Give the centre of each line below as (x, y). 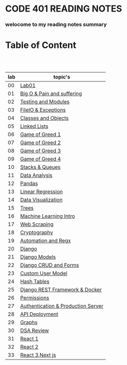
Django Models (38, 257)
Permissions (34, 298)
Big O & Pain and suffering (51, 94)
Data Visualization (41, 200)
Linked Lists (34, 126)
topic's (62, 77)
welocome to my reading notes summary (56, 25)
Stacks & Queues (40, 167)
